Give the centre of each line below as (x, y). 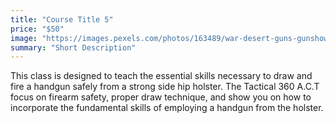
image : (24, 38)
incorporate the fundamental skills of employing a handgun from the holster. (167, 108)
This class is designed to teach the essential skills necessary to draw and (161, 76)
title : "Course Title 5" (62, 19)
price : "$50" (37, 29)
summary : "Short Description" (73, 47)
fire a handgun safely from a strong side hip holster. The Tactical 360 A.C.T (165, 87)
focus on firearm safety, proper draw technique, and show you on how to (161, 97)
